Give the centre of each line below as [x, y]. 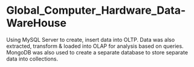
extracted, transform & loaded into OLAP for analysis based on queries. [95, 46]
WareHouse [36, 23]
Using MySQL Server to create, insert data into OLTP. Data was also [91, 39]
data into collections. [32, 59]
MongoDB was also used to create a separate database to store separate [97, 52]
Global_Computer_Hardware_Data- [96, 10]
